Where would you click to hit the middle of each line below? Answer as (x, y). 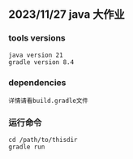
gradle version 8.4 (41, 62)
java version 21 (36, 55)
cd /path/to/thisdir (43, 140)
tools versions (37, 38)
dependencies (37, 82)
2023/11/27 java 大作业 (67, 15)
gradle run (27, 147)
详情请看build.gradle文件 (49, 101)
